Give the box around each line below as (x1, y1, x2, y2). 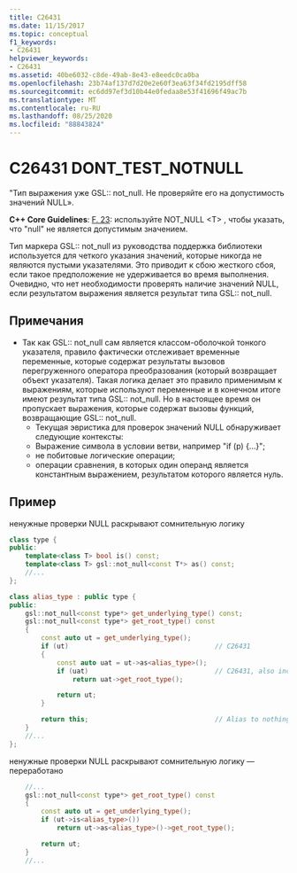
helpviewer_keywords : (9, 54, 89, 63)
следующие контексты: (34, 431, 124, 441)
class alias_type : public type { (9, 592, 137, 601)
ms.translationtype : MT (9, 95, 97, 105)
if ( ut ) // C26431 (41, 642, 251, 651)
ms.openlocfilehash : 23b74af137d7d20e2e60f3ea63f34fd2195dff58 (9, 79, 247, 88)
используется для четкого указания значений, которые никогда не (9, 250, 263, 261)
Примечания (9, 314, 84, 329)
